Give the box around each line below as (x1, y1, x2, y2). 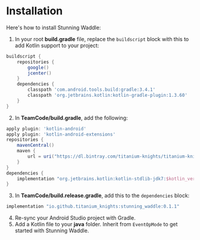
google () (27, 64, 49, 70)
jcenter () (27, 70, 52, 76)
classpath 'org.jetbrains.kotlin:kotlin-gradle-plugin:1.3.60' (27, 93, 187, 99)
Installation (6, 4, 63, 18)
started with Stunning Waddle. (14, 227, 89, 234)
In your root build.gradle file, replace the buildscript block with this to (14, 35, 189, 42)
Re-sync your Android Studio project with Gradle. (14, 214, 136, 221)
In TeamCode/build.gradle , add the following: (14, 114, 128, 121)
